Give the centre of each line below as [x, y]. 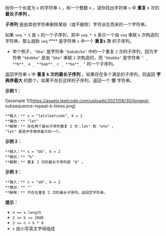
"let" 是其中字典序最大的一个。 [34, 132]
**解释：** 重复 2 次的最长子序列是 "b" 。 [45, 162]
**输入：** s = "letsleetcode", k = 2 [44, 116]
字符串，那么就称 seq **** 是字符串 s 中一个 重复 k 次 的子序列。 [70, 41]
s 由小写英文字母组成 [34, 228]
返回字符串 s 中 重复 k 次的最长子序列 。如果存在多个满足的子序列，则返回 [80, 74]
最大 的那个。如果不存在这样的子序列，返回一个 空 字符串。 [74, 80]
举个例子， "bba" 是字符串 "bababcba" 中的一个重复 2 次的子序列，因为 [83, 51]
